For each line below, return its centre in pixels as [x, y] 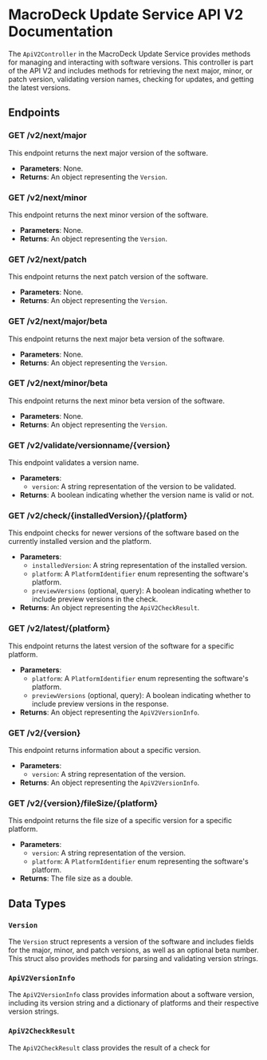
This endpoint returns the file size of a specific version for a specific [120, 821]
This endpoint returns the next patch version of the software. [108, 277]
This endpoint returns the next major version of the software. [108, 152]
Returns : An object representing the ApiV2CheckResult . [110, 608]
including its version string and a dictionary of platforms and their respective [133, 1003]
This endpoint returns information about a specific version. [105, 750]
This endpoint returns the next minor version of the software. [108, 215]
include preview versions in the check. [95, 599]
